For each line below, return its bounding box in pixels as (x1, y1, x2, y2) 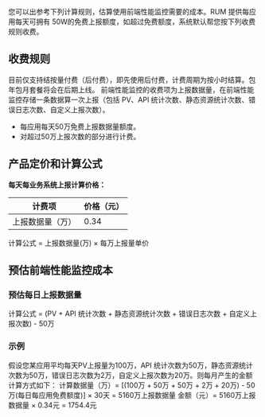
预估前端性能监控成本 (8, 263, 113, 277)
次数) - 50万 (14, 319, 55, 329)
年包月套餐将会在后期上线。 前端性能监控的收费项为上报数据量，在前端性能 (8, 84, 255, 94)
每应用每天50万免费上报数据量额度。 (19, 122, 141, 131)
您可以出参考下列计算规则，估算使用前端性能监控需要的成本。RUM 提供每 (8, 7, 250, 16)
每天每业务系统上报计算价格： (8, 180, 106, 189)
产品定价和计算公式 (8, 158, 103, 171)
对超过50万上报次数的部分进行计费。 (19, 131, 141, 141)
